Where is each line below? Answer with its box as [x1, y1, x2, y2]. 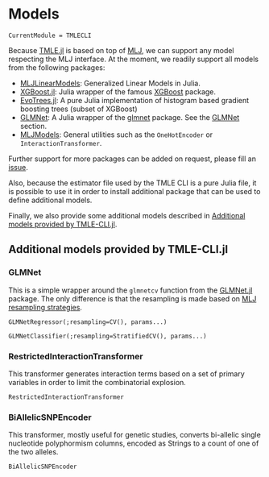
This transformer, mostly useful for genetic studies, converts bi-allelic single [8, 430, 262, 440]
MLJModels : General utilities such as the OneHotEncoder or [19, 130, 213, 139]
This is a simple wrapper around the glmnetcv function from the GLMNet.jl [8, 285, 253, 295]
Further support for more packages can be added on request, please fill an [8, 154, 256, 164]
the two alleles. [8, 447, 59, 457]
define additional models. [8, 195, 93, 205]
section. [19, 121, 48, 131]
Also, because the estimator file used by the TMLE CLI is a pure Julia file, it [8, 178, 257, 188]
